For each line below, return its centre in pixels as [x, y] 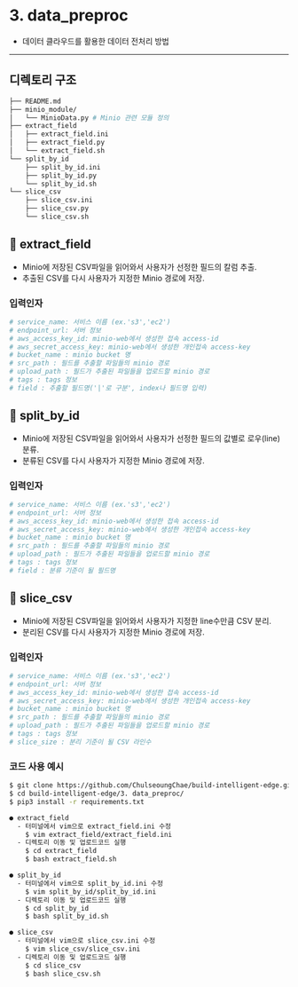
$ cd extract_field [61, 851]
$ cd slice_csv [53, 965]
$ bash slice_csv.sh [63, 974]
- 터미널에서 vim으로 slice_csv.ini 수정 [86, 941]
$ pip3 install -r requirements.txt [77, 801]
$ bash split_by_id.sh [67, 916]
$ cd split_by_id [57, 908]
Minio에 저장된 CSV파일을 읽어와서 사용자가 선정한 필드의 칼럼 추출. [139, 266]
